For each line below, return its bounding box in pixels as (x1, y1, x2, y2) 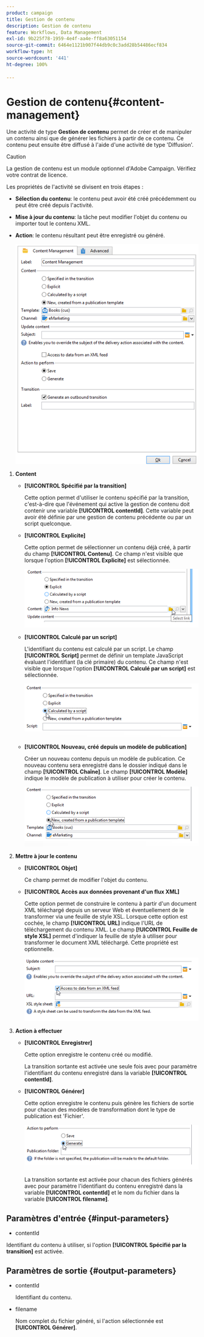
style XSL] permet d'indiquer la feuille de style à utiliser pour (24, 932, 178, 939)
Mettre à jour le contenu (15, 852, 77, 859)
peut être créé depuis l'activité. (15, 202, 94, 209)
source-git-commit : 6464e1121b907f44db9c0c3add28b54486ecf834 (6, 42, 167, 48)
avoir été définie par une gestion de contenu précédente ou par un (24, 514, 192, 521)
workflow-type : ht (6, 49, 53, 55)
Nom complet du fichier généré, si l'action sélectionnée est (15, 1317, 164, 1325)
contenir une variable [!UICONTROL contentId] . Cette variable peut (24, 507, 194, 514)
